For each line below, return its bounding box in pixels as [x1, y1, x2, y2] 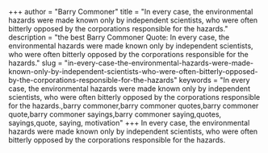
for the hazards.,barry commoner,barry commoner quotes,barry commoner [8, 101, 259, 110]
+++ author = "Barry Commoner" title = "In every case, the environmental [8, 7, 253, 16]
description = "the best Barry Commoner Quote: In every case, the [8, 32, 230, 42]
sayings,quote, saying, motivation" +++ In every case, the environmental [8, 118, 250, 127]
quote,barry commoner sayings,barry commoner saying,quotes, [8, 110, 222, 119]
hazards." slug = [8, 58, 63, 68]
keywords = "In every [178, 76, 250, 85]
